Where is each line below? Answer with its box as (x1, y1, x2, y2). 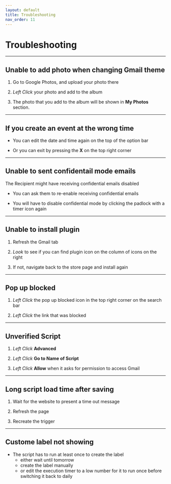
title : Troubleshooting (5, 12, 56, 17)
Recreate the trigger (12, 418, 55, 424)
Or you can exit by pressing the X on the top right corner (12, 147, 132, 153)
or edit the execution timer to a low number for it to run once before (20, 468, 162, 474)
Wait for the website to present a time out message (12, 399, 120, 404)
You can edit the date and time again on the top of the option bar (12, 137, 149, 143)
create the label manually (20, 462, 73, 468)
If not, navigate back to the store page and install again (12, 264, 128, 270)
